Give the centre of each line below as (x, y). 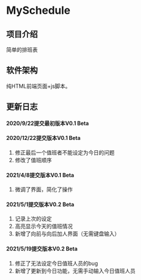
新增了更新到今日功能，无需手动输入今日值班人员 (75, 270)
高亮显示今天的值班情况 (44, 227)
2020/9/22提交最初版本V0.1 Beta (47, 123)
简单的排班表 (22, 50)
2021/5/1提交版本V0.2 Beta (40, 204)
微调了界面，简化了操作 (44, 189)
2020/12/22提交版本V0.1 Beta (43, 138)
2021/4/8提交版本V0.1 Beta (40, 175)
